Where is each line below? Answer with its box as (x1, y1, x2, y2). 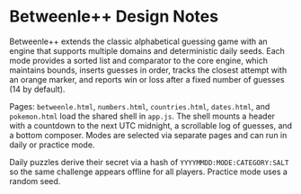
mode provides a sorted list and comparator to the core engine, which (9, 55, 268, 66)
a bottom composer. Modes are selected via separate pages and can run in (9, 129, 288, 140)
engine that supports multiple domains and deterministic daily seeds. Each (9, 45, 286, 56)
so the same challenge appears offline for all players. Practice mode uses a (9, 166, 288, 177)
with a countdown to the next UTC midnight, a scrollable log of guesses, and (9, 119, 293, 131)
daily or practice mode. (9, 139, 95, 150)
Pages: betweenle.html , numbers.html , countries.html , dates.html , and (9, 101, 270, 111)
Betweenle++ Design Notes (9, 6, 218, 27)
